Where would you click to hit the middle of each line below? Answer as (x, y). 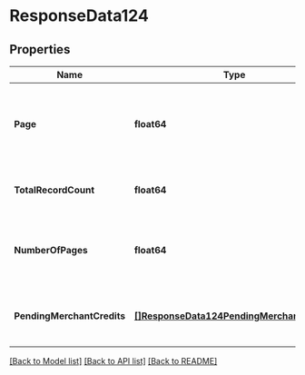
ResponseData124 (79, 16)
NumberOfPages (51, 250)
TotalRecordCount (54, 190)
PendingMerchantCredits (69, 316)
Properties (40, 49)
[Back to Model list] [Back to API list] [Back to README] (113, 361)
